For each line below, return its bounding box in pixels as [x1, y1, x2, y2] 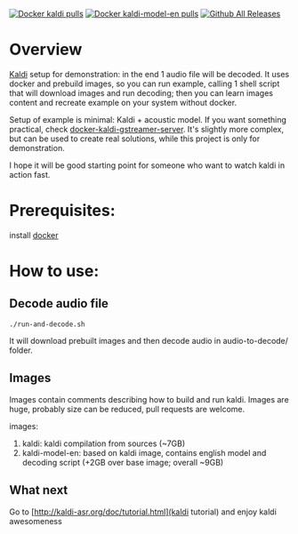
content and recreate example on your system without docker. [9, 97, 238, 108]
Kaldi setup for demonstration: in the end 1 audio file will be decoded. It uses [9, 68, 290, 79]
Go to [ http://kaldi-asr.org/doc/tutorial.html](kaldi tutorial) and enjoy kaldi [9, 506, 278, 517]
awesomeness [9, 515, 62, 526]
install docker [9, 229, 60, 240]
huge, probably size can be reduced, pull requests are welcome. [9, 403, 246, 414]
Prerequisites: [9, 201, 116, 221]
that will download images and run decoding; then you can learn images [9, 87, 274, 98]
